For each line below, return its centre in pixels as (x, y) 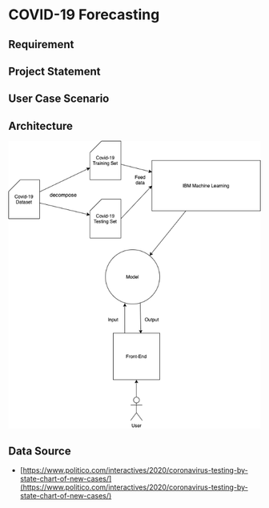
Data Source (40, 451)
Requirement (41, 44)
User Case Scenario (59, 99)
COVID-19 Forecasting (84, 15)
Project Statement (54, 71)
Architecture (41, 126)
